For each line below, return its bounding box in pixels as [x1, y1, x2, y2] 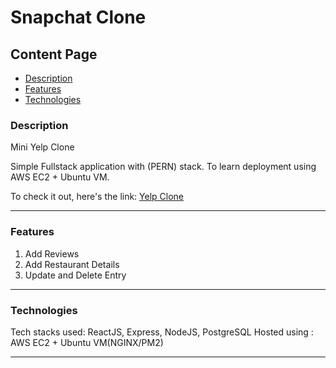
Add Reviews [24, 247, 80, 260]
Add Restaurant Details [24, 258, 120, 270]
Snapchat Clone [10, 6, 147, 29]
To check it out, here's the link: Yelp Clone [10, 191, 185, 203]
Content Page [10, 46, 98, 63]
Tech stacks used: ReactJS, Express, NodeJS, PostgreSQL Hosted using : [10, 326, 314, 338]
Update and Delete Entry [24, 269, 127, 281]
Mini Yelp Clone [10, 141, 75, 153]
